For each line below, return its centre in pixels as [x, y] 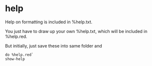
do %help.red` [20, 55]
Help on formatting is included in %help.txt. [49, 22]
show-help [15, 59]
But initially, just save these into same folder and [54, 46]
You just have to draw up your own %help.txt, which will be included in [76, 31]
